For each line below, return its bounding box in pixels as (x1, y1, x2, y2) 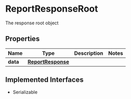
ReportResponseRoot (5, 3, 98, 15)
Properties (5, 35, 40, 43)
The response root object (5, 20, 59, 26)
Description (74, 49, 103, 56)
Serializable (12, 89, 38, 95)
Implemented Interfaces (5, 76, 84, 84)
